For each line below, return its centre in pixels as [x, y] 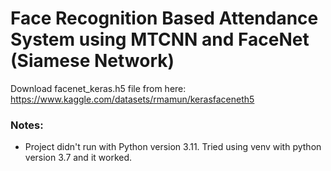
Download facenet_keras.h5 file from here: [98, 88]
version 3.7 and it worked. [78, 158]
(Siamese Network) [92, 61]
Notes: [27, 125]
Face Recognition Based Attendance [164, 18]
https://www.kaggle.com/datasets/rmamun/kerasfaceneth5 [132, 99]
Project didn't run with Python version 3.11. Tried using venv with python [173, 147]
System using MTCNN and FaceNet [160, 39]
